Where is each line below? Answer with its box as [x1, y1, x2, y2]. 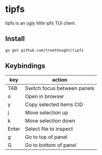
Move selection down [24, 117, 75, 124]
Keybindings [5, 61, 46, 70]
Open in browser [24, 93, 64, 100]
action [51, 76, 67, 83]
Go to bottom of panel [24, 141, 76, 148]
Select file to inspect [24, 125, 73, 132]
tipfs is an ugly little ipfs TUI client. [5, 20, 76, 26]
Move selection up [24, 109, 68, 116]
